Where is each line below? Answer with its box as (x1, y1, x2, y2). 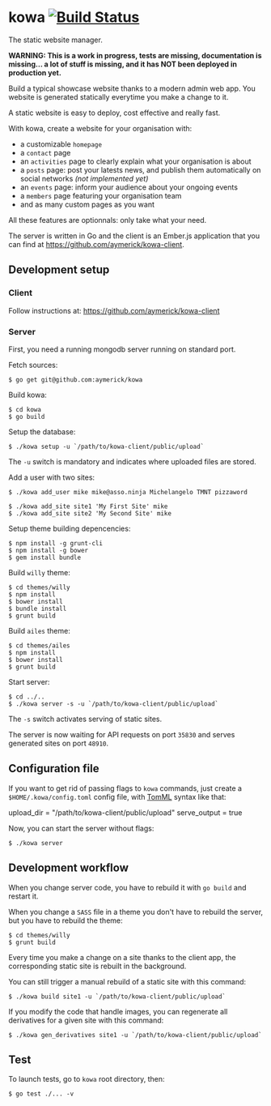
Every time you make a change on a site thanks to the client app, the (8, 952, 236, 962)
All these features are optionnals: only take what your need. (8, 215, 207, 224)
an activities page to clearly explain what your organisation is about (19, 156, 252, 166)
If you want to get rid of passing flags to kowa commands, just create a (8, 783, 243, 793)
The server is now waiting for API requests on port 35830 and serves (8, 729, 235, 739)
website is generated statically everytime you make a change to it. (8, 92, 229, 101)
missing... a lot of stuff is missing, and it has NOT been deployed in (8, 59, 237, 69)
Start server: (8, 677, 50, 686)
